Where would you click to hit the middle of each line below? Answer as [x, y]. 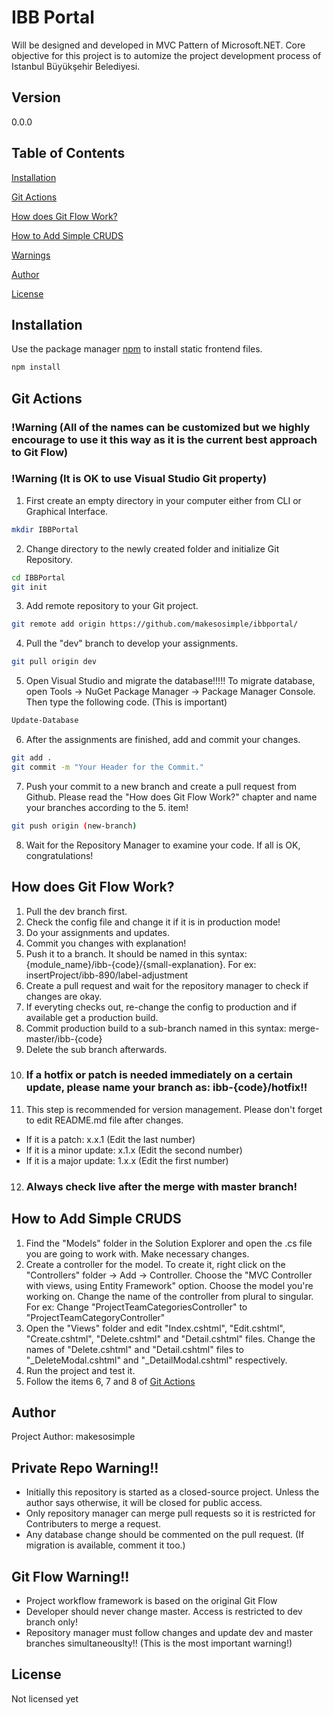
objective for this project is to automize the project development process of [166, 55]
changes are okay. [64, 996]
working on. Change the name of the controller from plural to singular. [169, 1296]
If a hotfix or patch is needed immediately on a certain [159, 1075]
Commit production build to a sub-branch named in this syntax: [156, 1028]
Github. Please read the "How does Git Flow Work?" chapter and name [171, 797]
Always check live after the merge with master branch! [161, 1186]
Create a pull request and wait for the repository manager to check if [167, 985]
